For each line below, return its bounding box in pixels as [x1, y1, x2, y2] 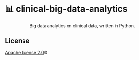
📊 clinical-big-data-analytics [5, 3, 128, 15]
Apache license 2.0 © [5, 49, 48, 55]
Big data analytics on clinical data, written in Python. [29, 22, 135, 29]
